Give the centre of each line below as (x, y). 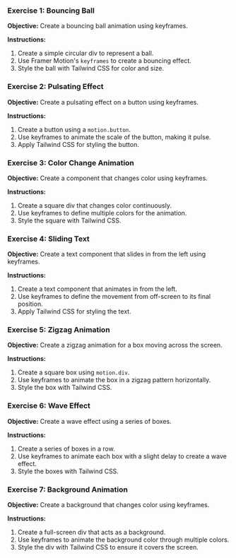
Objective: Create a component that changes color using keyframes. (108, 178)
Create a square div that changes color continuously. (94, 205)
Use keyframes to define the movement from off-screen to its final (114, 297)
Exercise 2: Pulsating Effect (55, 87)
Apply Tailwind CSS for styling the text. (75, 311)
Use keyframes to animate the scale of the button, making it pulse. (114, 137)
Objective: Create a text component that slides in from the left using (107, 254)
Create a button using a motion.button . (74, 129)
